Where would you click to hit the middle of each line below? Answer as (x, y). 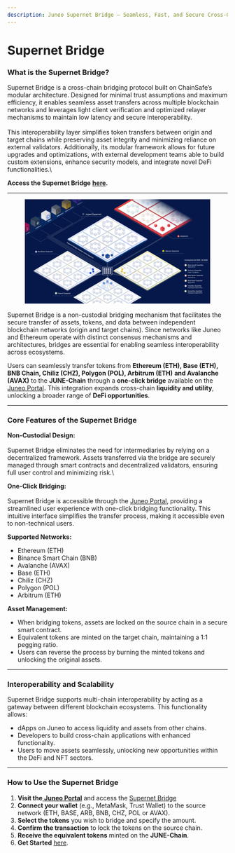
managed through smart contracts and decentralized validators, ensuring (113, 465)
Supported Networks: (40, 537)
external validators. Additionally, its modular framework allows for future (111, 147)
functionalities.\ (30, 170)
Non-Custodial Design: (41, 435)
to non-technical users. (41, 524)
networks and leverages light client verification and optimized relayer (107, 110)
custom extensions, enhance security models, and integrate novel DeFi (109, 162)
